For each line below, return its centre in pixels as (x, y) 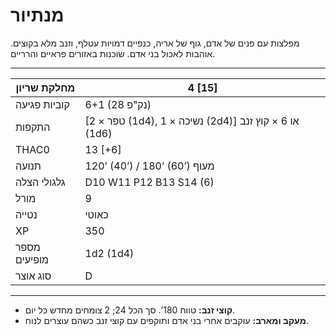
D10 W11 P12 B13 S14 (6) (149, 182)
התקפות (33, 127)
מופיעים (32, 259)
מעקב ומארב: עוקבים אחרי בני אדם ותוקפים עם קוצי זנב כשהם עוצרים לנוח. (166, 320)
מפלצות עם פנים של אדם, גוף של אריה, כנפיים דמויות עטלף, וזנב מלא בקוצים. (155, 43)
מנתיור (37, 15)
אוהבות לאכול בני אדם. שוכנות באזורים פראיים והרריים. (113, 53)
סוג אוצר (33, 276)
